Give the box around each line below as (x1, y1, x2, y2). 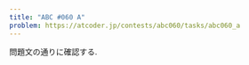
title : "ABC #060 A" (9, 12, 86, 22)
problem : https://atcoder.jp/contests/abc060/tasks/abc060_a (9, 21, 241, 30)
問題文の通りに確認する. (9, 46, 98, 57)
